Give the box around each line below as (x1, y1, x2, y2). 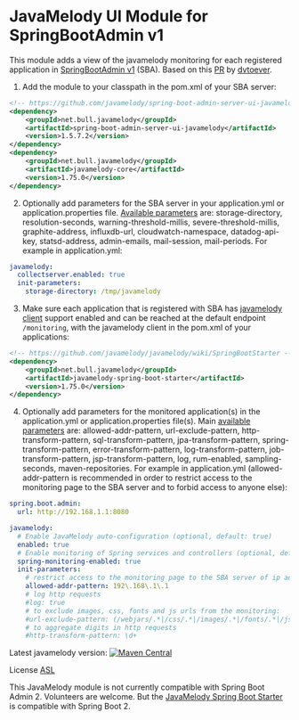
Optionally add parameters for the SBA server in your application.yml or (21, 198, 285, 209)
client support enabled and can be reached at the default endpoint (21, 313, 266, 323)
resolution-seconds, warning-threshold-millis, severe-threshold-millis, (21, 217, 280, 227)
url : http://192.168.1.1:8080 (17, 508, 129, 517)
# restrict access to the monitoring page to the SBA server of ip (25, 573, 280, 583)
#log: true (25, 598, 66, 607)
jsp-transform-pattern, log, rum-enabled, (93, 454, 243, 464)
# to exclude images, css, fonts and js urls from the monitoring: (25, 606, 280, 616)
